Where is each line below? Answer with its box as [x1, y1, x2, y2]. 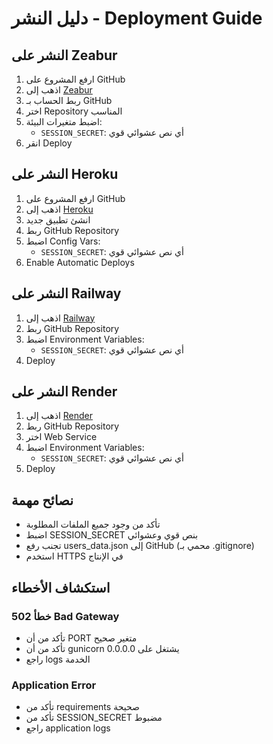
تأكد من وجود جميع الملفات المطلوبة [25, 518, 161, 531]
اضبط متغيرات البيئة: [25, 116, 103, 127]
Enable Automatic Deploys [25, 256, 135, 268]
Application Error [11, 678, 97, 692]
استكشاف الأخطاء [11, 579, 111, 596]
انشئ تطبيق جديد [25, 213, 91, 226]
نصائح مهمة [11, 492, 74, 509]
